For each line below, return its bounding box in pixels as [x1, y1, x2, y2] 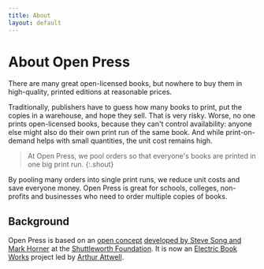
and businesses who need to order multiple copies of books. [31, 192, 228, 201]
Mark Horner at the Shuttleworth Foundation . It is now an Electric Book [8, 244, 238, 253]
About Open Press [8, 53, 130, 71]
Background [8, 215, 69, 228]
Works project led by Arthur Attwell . [8, 252, 125, 262]
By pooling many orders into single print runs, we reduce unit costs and [8, 175, 240, 185]
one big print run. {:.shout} [27, 159, 114, 170]
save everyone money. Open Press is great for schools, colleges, [8, 183, 219, 193]
